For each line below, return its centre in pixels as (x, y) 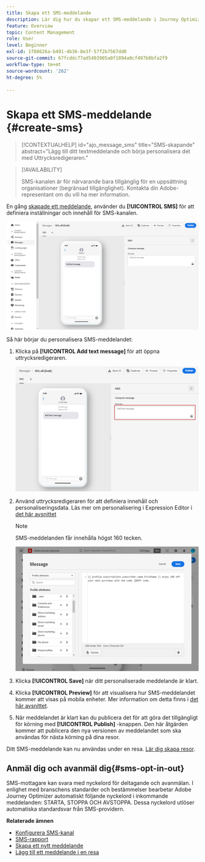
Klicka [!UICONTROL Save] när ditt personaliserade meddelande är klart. (107, 681)
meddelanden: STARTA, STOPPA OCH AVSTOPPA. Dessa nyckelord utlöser (101, 803)
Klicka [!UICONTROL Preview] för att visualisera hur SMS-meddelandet (105, 693)
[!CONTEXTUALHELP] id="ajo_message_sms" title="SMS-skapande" (108, 145)
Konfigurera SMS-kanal (45, 833)
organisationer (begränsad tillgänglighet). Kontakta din (90, 188)
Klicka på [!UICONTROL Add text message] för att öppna (87, 351)
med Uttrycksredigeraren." (55, 158)
